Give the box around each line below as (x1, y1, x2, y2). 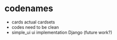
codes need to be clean (11, 24, 59, 30)
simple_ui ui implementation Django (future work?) (11, 29, 113, 35)
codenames (4, 3, 53, 14)
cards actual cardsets (11, 19, 55, 25)
